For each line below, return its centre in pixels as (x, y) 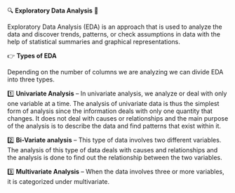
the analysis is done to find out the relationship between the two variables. (115, 158)
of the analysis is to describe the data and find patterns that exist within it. (114, 126)
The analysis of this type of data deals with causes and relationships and (113, 150)
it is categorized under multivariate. (59, 181)
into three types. (31, 79)
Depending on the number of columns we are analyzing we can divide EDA (115, 72)
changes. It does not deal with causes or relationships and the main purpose (118, 118)
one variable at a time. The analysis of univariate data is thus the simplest (113, 104)
